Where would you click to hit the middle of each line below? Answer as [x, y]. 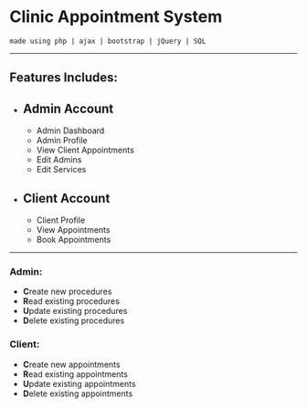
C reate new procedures [67, 292]
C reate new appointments [71, 364]
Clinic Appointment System [116, 17]
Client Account [66, 198]
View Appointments [73, 229]
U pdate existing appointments [79, 383]
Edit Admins [59, 160]
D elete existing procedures [74, 320]
